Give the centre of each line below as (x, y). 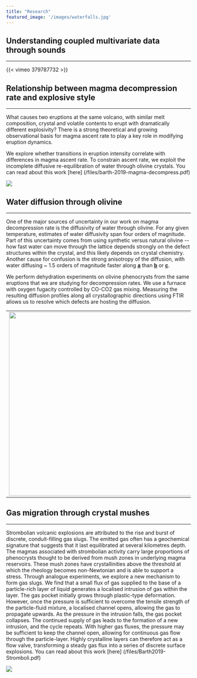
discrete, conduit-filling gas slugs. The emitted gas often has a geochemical (98, 539)
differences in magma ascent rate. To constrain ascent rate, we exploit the (96, 160)
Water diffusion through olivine (64, 202)
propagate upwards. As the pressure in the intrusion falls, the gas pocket (94, 614)
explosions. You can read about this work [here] (64, 652)
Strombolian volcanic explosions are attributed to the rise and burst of (90, 533)
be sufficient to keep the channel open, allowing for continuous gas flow (93, 633)
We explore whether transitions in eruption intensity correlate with (86, 154)
